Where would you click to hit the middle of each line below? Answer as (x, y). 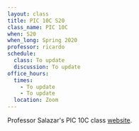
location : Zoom (36, 100)
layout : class (28, 14)
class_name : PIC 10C (38, 27)
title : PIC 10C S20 (36, 21)
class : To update (39, 61)
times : (23, 80)
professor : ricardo (36, 47)
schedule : (22, 54)
